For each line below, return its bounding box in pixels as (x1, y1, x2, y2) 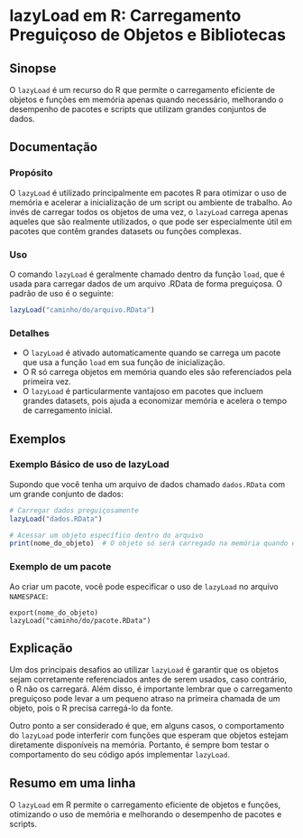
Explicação (9, 641, 73, 656)
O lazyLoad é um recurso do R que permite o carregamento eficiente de (9, 85, 275, 95)
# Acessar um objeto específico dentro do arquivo (9, 531, 204, 540)
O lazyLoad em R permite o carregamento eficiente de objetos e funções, (9, 799, 281, 810)
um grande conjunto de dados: (9, 488, 124, 499)
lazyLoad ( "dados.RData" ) (9, 514, 103, 523)
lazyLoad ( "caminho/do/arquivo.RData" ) (9, 305, 155, 315)
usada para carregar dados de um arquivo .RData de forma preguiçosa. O (9, 278, 283, 289)
